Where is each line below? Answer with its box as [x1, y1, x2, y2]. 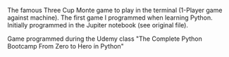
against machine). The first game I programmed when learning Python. [7, 13, 213, 22]
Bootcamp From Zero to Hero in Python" [7, 42, 125, 50]
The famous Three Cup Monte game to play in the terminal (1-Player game [7, 6, 223, 14]
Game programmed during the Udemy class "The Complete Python [7, 34, 203, 43]
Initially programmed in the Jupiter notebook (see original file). [7, 21, 189, 29]
